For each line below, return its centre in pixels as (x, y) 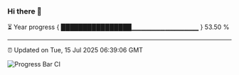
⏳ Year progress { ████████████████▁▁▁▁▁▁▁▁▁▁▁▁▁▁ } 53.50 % (118, 27)
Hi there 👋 (25, 11)
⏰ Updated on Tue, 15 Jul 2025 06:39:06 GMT (75, 50)
